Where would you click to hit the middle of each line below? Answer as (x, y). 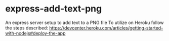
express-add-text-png (54, 9)
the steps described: (27, 27)
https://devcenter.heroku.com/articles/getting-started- (106, 27)
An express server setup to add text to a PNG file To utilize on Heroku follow (85, 22)
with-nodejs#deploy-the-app (35, 33)
